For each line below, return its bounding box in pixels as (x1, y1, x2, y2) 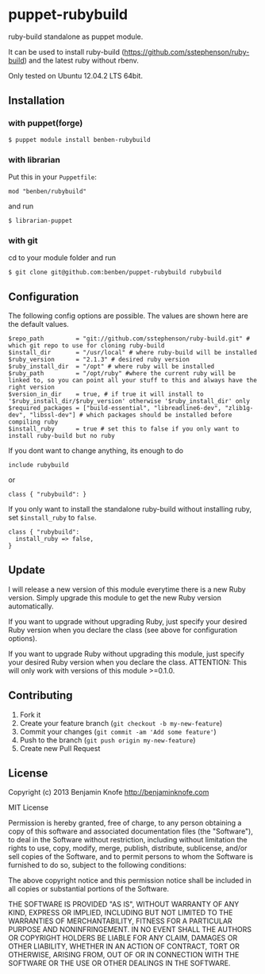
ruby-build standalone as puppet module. (8, 32, 144, 41)
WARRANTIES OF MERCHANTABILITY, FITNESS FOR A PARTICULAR (8, 916, 232, 926)
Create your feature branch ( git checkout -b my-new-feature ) (19, 718, 223, 727)
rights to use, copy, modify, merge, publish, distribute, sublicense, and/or (8, 843, 248, 853)
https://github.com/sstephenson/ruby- (124, 47, 250, 56)
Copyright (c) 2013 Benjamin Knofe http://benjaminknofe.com (8, 788, 209, 797)
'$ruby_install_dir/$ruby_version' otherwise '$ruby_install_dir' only (8, 397, 250, 405)
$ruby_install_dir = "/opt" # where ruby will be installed (8, 362, 215, 370)
